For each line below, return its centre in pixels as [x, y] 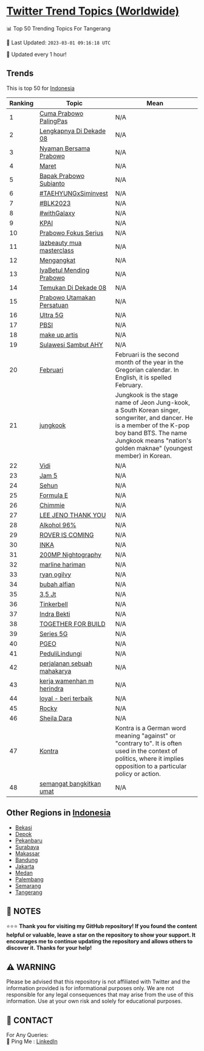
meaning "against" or [145, 736]
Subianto [52, 183]
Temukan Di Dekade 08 [73, 287]
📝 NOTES [24, 911]
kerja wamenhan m [66, 681]
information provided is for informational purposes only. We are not [90, 988]
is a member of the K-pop [152, 425]
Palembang [29, 879]
